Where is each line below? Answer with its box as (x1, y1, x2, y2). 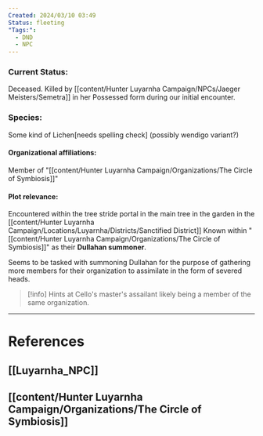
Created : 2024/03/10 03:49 (8, 11, 96, 20)
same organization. (27, 298, 90, 307)
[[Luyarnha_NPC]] (8, 364, 99, 377)
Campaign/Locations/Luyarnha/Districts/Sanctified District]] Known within (8, 226, 247, 235)
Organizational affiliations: (8, 148, 97, 158)
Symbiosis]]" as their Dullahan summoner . (8, 242, 147, 252)
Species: (8, 112, 43, 123)
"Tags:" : (8, 26, 37, 34)
